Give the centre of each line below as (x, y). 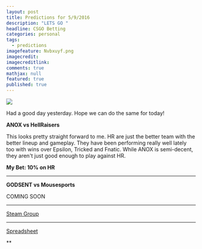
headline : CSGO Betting (36, 29)
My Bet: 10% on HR (31, 167)
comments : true (25, 68)
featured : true (25, 79)
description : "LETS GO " (37, 23)
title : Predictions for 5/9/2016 (48, 17)
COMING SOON (26, 196)
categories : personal (33, 34)
